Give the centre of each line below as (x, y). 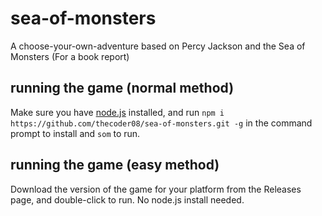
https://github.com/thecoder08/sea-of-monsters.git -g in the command (161, 123)
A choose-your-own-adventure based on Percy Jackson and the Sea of (158, 46)
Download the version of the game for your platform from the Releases (156, 189)
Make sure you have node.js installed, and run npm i (117, 112)
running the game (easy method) (115, 165)
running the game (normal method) (122, 88)
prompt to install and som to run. (75, 133)
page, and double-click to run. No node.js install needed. (127, 199)
